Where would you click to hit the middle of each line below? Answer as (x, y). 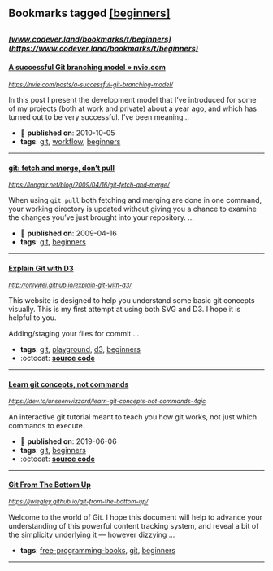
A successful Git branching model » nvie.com (87, 68)
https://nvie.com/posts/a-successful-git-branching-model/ (91, 85)
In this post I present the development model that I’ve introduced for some (133, 99)
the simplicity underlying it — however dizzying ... (92, 534)
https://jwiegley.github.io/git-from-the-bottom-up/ (78, 502)
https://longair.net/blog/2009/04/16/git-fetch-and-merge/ (89, 185)
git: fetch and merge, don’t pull (62, 168)
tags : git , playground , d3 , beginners (80, 349)
